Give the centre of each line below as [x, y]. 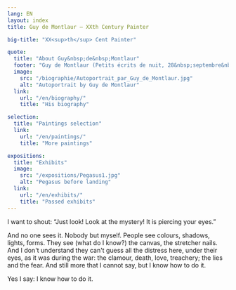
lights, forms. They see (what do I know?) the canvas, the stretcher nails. [112, 242]
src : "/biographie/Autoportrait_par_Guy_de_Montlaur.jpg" [106, 78]
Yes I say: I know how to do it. [50, 279]
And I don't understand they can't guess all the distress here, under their [112, 250]
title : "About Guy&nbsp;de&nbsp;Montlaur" [77, 59]
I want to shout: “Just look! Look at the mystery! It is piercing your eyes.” [112, 221]
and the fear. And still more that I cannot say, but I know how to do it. [106, 265]
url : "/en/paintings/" [53, 137]
